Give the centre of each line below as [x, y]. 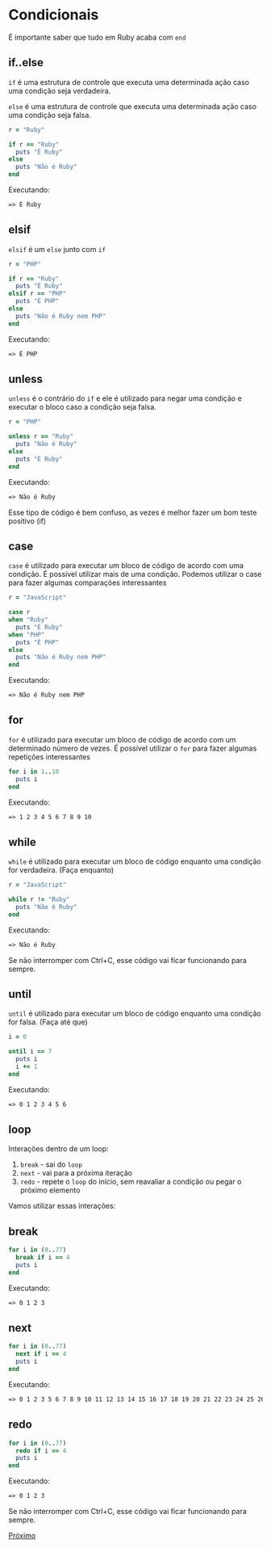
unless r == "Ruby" [41, 437]
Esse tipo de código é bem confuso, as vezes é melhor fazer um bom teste [133, 512]
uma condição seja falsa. [50, 115]
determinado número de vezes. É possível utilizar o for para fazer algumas [133, 748]
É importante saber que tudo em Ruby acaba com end [97, 37]
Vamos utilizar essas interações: [62, 1206]
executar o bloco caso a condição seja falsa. [83, 407]
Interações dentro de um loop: [58, 1149]
